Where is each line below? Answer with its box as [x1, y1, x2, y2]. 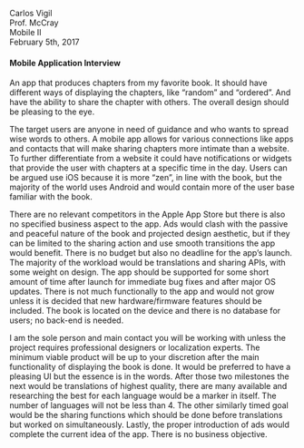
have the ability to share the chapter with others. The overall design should [9, 97, 289, 108]
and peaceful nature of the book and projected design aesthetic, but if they [9, 229, 290, 239]
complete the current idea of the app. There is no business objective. [9, 429, 268, 440]
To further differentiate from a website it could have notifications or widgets [9, 153, 292, 164]
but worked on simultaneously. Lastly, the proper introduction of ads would [9, 419, 290, 430]
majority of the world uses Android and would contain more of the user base [9, 181, 295, 193]
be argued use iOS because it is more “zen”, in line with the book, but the [9, 172, 283, 183]
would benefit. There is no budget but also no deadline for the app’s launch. [9, 248, 293, 258]
